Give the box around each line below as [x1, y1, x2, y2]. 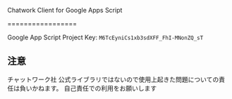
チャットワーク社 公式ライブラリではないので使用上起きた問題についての [7, 75, 219, 84]
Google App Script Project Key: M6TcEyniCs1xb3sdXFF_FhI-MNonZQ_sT [7, 33, 204, 41]
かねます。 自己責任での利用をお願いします [31, 84, 157, 92]
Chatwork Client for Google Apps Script [7, 6, 123, 14]
